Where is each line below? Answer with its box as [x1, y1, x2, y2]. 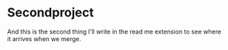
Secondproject [7, 5, 95, 21]
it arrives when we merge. [7, 34, 82, 42]
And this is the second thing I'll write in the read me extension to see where [7, 27, 222, 36]
